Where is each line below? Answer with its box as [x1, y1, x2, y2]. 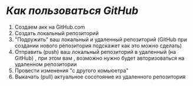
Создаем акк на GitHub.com [14, 23, 85, 30]
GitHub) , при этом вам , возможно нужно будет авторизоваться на [14, 54, 185, 61]
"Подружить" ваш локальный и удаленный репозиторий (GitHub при [14, 36, 187, 43]
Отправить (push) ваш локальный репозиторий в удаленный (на [14, 48, 177, 55]
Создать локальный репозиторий [14, 29, 99, 36]
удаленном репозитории [14, 60, 77, 68]
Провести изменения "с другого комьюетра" [14, 67, 129, 74]
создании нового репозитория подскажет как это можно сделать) [14, 42, 182, 49]
